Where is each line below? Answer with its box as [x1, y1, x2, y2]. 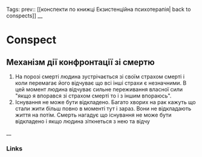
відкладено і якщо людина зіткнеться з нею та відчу [15, 118, 150, 125]
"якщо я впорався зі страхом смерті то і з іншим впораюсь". [15, 92, 172, 99]
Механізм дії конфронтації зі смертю [6, 57, 155, 67]
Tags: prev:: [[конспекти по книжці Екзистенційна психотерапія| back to [6, 6, 191, 13]
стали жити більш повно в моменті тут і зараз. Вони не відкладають [15, 105, 192, 112]
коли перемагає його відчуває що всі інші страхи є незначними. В [15, 79, 187, 87]
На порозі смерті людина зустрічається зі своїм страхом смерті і [15, 73, 185, 80]
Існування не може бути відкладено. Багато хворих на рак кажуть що [15, 99, 196, 105]
